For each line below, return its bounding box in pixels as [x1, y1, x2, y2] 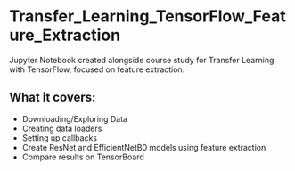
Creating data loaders [21, 123, 102, 134]
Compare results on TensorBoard [21, 151, 145, 162]
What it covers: [9, 90, 96, 105]
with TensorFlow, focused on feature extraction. [9, 64, 185, 75]
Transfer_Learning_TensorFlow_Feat [9, 6, 287, 27]
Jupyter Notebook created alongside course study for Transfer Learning [9, 54, 275, 65]
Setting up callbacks [21, 132, 98, 143]
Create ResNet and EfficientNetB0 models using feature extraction [21, 142, 266, 152]
